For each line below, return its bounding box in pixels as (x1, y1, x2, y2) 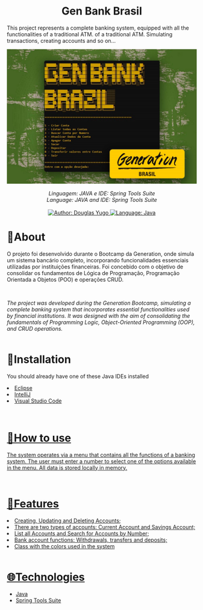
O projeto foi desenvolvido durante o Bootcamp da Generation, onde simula (7, 250, 195, 258)
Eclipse (14, 384, 33, 391)
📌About (7, 230, 46, 244)
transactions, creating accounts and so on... (7, 37, 116, 44)
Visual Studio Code (14, 397, 62, 404)
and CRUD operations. (7, 325, 63, 332)
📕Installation (7, 352, 71, 366)
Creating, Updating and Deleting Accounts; (14, 517, 121, 524)
